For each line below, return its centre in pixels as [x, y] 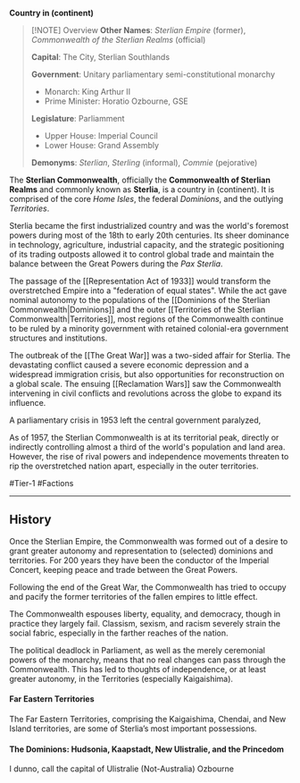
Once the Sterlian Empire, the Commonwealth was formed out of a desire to [149, 541]
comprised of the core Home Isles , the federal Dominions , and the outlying [146, 199]
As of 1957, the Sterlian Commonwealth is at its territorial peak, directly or [144, 438]
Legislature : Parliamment [78, 118]
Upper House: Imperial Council [101, 136]
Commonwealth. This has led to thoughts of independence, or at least [137, 669]
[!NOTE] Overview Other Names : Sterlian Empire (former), [138, 30]
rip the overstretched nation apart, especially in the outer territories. [134, 466]
